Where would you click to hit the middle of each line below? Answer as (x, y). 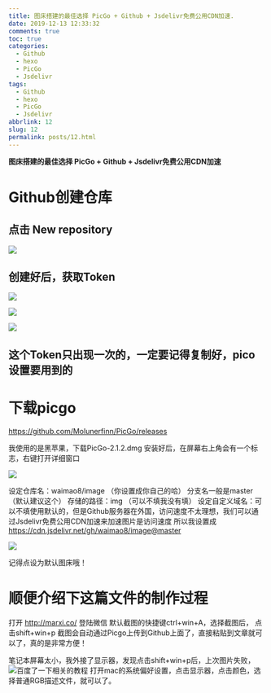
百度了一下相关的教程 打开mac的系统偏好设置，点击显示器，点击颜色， (135, 670)
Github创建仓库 (60, 197)
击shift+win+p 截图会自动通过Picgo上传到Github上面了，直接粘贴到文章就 (132, 633)
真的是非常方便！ (58, 643)
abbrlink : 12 (31, 122)
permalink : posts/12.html (52, 137)
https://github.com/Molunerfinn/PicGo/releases (88, 431)
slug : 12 (23, 129)
